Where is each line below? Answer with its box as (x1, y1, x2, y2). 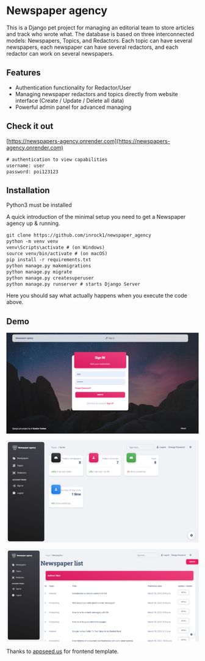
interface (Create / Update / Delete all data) (15, 97, 124, 104)
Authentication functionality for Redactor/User (15, 84, 131, 91)
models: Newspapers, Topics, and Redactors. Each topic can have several (6, 37, 193, 44)
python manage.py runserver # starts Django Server (6, 281, 140, 287)
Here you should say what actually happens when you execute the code (6, 292, 187, 300)
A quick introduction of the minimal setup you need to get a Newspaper (6, 213, 186, 221)
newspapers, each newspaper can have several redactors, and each (6, 43, 179, 51)
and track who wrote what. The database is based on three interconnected (6, 30, 194, 37)
